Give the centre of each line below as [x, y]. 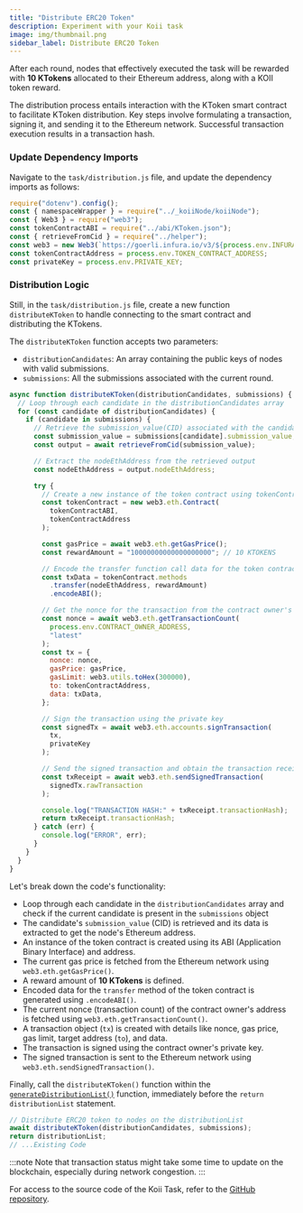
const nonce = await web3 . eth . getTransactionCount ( [141, 619]
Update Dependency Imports [74, 157]
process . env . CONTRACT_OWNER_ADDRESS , [120, 627]
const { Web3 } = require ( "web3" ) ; [76, 220]
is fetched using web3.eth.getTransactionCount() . [115, 1019]
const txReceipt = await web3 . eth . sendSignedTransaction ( [153, 777]
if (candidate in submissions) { [88, 420]
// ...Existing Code [48, 1145]
